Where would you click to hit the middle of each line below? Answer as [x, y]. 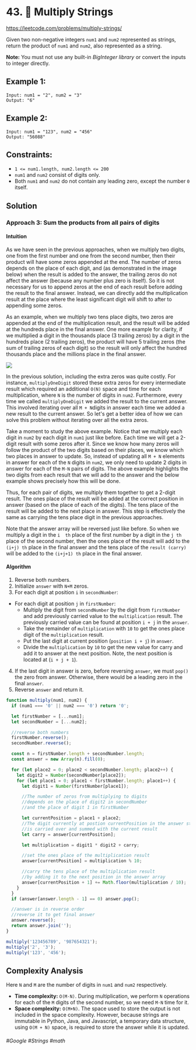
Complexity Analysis [45, 971]
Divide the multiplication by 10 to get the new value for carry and [103, 647]
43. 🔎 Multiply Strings [60, 12]
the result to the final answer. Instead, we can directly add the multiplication [97, 293]
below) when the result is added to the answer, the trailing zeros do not [92, 274]
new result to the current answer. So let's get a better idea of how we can [94, 414]
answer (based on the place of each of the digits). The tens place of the [92, 505]
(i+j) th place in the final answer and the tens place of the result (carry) [96, 547]
